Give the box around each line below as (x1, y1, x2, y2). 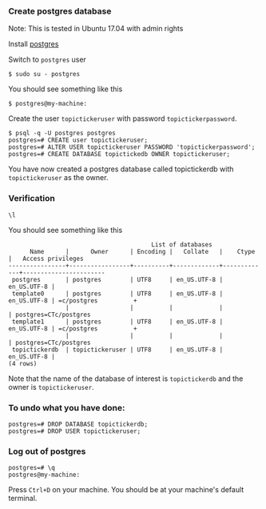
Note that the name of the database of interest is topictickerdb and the (8, 374, 244, 383)
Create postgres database (8, 6, 112, 17)
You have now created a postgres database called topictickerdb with (8, 164, 234, 174)
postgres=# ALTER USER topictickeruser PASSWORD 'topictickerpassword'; (8, 143, 256, 151)
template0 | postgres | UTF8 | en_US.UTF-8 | (11, 290, 224, 298)
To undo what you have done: (8, 402, 125, 413)
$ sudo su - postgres (8, 70, 81, 78)
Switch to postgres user (8, 54, 86, 65)
